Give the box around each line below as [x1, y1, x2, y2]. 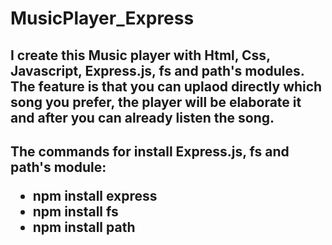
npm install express [32, 187, 158, 204]
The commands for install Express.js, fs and [10, 143, 290, 160]
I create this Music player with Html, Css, [10, 47, 271, 64]
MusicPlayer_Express [10, 7, 195, 30]
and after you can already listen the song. [10, 109, 275, 126]
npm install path [32, 218, 136, 236]
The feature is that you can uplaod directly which [10, 78, 323, 95]
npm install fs [32, 203, 119, 220]
